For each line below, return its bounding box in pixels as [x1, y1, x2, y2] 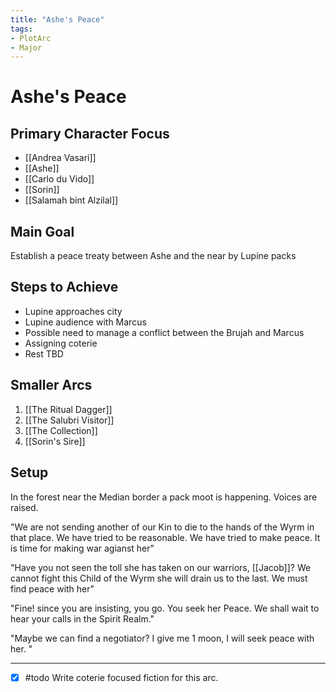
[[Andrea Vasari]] [24, 152, 97, 164]
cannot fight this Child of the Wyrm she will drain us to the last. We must [10, 572, 308, 584]
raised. [10, 501, 39, 513]
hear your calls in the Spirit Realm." [10, 612, 155, 625]
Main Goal [10, 223, 75, 240]
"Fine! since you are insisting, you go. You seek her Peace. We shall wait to [10, 602, 320, 614]
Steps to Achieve [10, 279, 119, 296]
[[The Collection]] [24, 424, 98, 436]
